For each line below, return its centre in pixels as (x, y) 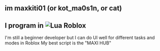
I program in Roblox (45, 25)
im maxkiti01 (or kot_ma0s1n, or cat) (63, 8)
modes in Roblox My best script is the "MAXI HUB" (58, 43)
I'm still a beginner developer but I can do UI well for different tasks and (80, 38)
